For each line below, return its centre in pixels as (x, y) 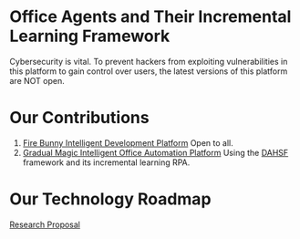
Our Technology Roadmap (110, 199)
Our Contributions (79, 118)
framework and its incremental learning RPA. (106, 162)
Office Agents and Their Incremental (150, 17)
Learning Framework (90, 36)
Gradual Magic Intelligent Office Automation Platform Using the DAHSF (155, 152)
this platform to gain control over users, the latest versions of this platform (149, 71)
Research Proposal (45, 224)
